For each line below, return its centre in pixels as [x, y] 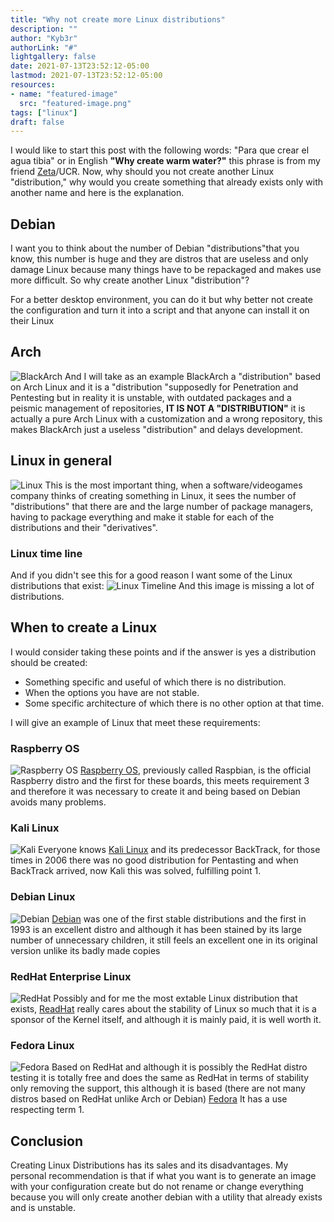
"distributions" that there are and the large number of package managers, [162, 506]
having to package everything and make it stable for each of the [142, 517]
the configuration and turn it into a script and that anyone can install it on [160, 310]
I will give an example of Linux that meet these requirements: [135, 722]
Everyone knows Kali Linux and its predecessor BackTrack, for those [179, 850]
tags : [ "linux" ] [44, 112]
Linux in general [61, 461]
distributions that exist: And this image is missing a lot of [162, 585]
